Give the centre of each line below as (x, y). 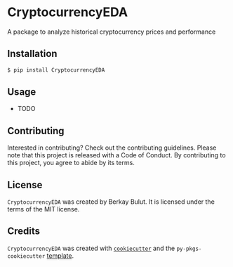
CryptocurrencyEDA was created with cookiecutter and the (91, 248)
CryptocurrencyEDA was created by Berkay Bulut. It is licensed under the (111, 202)
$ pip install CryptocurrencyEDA (56, 70)
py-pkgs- (189, 249)
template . (60, 255)
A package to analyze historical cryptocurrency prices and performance (112, 32)
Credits (24, 232)
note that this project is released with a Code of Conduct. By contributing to (116, 155)
